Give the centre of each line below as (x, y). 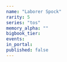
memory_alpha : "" (27, 28)
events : (16, 39)
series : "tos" (24, 22)
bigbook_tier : (24, 34)
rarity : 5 (18, 17)
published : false (27, 50)
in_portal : (19, 45)
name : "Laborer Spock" (34, 12)
